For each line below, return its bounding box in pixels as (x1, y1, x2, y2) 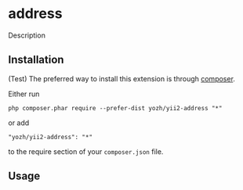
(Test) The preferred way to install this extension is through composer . (8, 73, 235, 83)
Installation (8, 53, 64, 66)
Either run (8, 89, 40, 99)
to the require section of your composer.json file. (8, 146, 164, 156)
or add (8, 118, 30, 127)
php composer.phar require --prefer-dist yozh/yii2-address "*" (8, 104, 223, 112)
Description (8, 30, 45, 40)
